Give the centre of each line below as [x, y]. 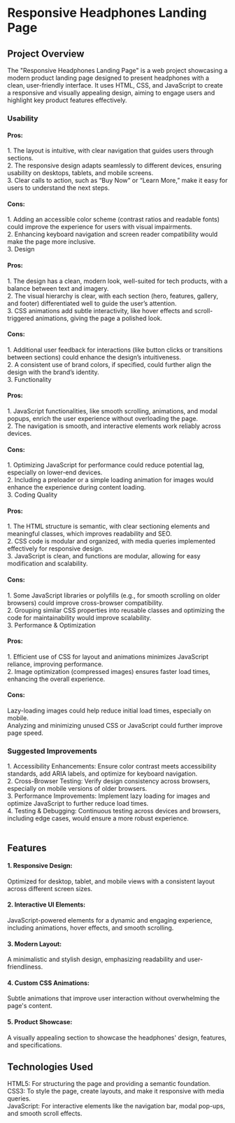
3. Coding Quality [33, 495]
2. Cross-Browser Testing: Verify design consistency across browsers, [109, 781]
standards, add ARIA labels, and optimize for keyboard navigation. [102, 774]
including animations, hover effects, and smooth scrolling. [91, 928]
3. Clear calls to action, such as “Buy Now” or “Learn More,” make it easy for [117, 181]
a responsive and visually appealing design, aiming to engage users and [111, 93]
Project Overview [46, 54]
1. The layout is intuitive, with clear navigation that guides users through [111, 151]
